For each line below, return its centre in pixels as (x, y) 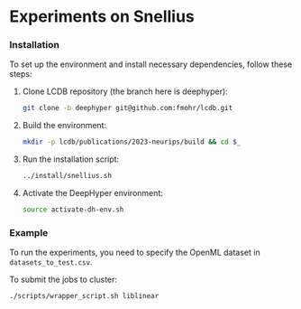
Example (29, 232)
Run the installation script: (71, 159)
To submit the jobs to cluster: (64, 280)
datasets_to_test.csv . (51, 262)
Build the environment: (64, 126)
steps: (21, 74)
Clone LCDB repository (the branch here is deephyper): (125, 91)
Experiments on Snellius (102, 17)
